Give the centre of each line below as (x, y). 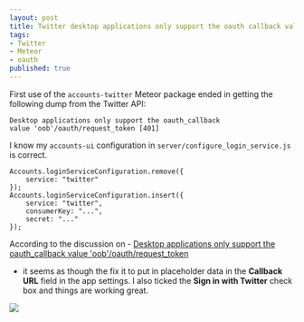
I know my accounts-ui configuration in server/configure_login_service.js (150, 145)
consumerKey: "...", (64, 211)
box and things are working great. (85, 290)
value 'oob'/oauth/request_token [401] (85, 128)
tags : (19, 34)
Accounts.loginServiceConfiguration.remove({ (96, 171)
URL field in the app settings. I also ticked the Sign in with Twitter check (157, 280)
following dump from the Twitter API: (78, 103)
